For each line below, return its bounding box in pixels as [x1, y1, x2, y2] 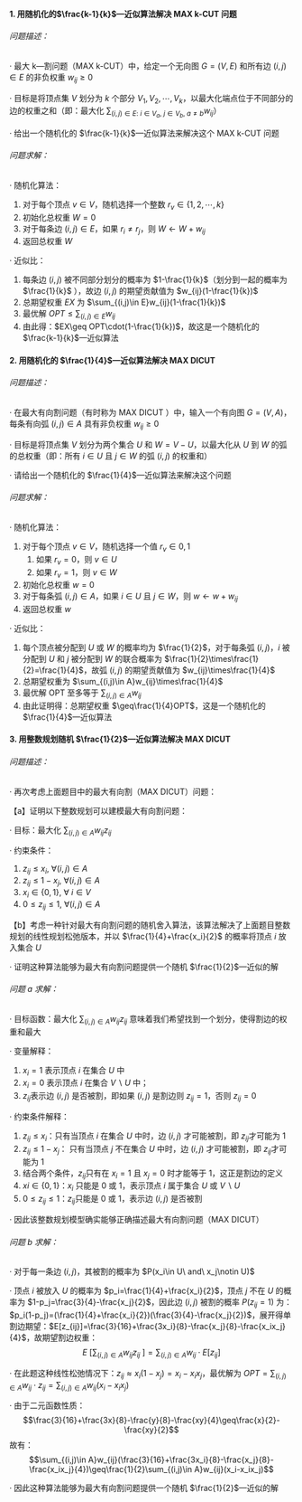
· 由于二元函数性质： [9, 1400, 86, 1411]
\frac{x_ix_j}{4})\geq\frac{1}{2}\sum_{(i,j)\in [29, 1464, 193, 1475]
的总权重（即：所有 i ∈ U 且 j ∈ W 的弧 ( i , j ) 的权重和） [9, 450, 213, 461]
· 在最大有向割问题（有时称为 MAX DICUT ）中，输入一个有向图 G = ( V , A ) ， [9, 407, 292, 418]
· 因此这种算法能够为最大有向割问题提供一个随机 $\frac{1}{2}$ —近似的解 [9, 1483, 279, 1494]
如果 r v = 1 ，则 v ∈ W [35, 566, 117, 580]
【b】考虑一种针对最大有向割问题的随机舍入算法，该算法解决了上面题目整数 [9, 919, 291, 930]
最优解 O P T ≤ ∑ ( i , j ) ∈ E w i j [22, 308, 115, 321]
